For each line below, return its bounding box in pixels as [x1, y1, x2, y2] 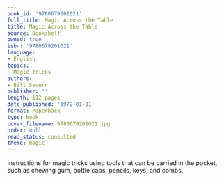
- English [7, 56, 36, 63]
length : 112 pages [7, 95, 61, 102]
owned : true [7, 36, 42, 43]
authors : [7, 74, 33, 82]
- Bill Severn [7, 81, 49, 88]
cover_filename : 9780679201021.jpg [7, 120, 111, 127]
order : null [7, 127, 42, 134]
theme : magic [7, 140, 45, 147]
